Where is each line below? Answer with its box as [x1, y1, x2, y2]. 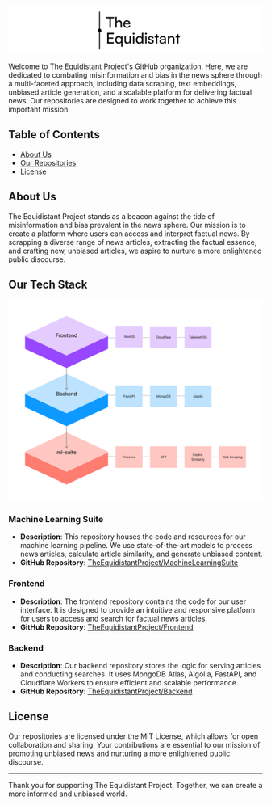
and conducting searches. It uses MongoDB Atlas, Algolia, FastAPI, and [19, 669, 257, 679]
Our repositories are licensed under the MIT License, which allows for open [8, 731, 259, 741]
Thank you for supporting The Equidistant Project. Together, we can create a [8, 780, 263, 790]
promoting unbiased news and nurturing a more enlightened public [8, 748, 231, 758]
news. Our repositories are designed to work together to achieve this [8, 96, 237, 106]
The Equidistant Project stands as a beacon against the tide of [8, 211, 215, 221]
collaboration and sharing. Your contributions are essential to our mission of [8, 740, 261, 749]
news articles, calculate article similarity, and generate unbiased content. [19, 549, 263, 559]
